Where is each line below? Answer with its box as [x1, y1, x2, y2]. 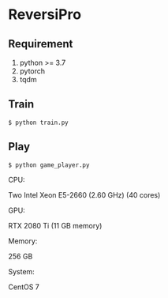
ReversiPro [8, 6, 81, 24]
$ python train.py [8, 119, 69, 126]
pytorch [19, 66, 46, 76]
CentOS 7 [8, 282, 39, 292]
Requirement [8, 37, 73, 51]
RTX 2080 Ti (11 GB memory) [8, 221, 103, 230]
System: [8, 266, 35, 276]
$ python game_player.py [8, 160, 90, 169]
